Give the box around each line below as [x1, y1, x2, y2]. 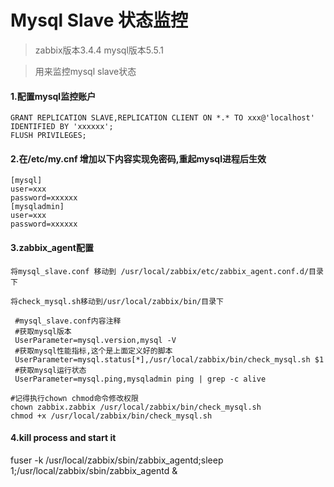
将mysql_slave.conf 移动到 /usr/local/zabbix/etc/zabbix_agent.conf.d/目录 [10, 266, 324, 276]
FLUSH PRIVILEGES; [10, 131, 87, 141]
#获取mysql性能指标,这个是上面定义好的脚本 [14, 346, 173, 356]
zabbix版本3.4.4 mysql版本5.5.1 [34, 44, 165, 56]
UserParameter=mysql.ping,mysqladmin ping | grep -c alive [14, 374, 267, 384]
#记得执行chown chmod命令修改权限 [10, 393, 139, 403]
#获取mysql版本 [14, 326, 72, 336]
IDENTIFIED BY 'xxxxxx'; [10, 122, 114, 132]
